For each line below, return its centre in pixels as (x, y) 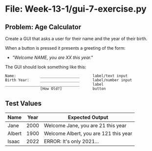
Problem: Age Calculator (43, 27)
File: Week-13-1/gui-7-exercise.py (76, 9)
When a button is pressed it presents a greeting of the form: (65, 48)
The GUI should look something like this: (46, 67)
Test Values (23, 104)
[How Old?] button (73, 89)
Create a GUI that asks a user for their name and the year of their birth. (76, 38)
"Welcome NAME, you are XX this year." (53, 57)
